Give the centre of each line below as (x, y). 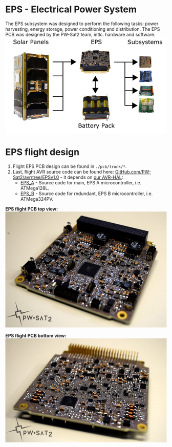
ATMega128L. (35, 188)
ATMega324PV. (37, 199)
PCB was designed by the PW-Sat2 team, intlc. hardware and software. (80, 34)
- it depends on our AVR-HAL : (92, 177)
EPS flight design (42, 152)
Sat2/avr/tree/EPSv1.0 (36, 177)
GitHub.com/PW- (133, 172)
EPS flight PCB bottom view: (36, 336)
